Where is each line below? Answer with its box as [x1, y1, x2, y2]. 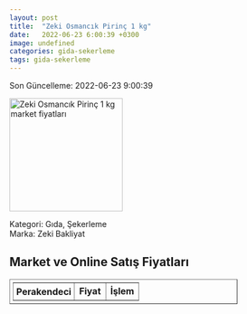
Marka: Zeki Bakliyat [9, 228, 86, 239]
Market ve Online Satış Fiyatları [9, 254, 190, 270]
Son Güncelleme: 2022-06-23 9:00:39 [9, 81, 154, 90]
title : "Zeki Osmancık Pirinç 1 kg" [9, 22, 152, 31]
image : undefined [9, 38, 75, 48]
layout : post [9, 13, 59, 23]
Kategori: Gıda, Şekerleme [9, 219, 108, 229]
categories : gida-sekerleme [9, 47, 116, 56]
